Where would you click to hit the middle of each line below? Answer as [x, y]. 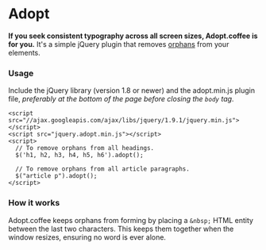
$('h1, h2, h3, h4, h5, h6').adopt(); [80, 156]
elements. [25, 52]
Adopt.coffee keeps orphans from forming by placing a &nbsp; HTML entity [131, 220]
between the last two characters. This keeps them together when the [121, 229]
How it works [34, 203]
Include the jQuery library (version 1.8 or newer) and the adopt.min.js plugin [132, 90]
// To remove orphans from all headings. [85, 148]
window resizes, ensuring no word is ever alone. [87, 237]
